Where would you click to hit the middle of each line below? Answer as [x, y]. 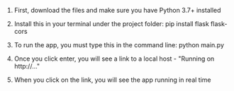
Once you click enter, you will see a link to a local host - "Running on [114, 59]
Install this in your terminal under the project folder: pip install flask [111, 24]
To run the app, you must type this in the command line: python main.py [119, 45]
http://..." [27, 66]
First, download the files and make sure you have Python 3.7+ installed [117, 10]
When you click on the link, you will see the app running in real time [112, 80]
